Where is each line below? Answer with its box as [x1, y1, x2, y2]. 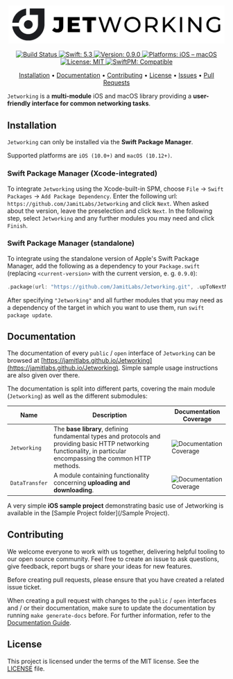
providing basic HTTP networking [53, 440, 150, 448]
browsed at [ [7, 356, 44, 365]
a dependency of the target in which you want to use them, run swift [7, 303, 205, 311]
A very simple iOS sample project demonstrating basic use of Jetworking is [7, 501, 224, 510]
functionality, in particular [53, 447, 127, 456]
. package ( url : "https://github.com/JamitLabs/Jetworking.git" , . [7, 283, 200, 290]
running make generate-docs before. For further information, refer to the [7, 611, 211, 619]
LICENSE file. [7, 664, 45, 673]
